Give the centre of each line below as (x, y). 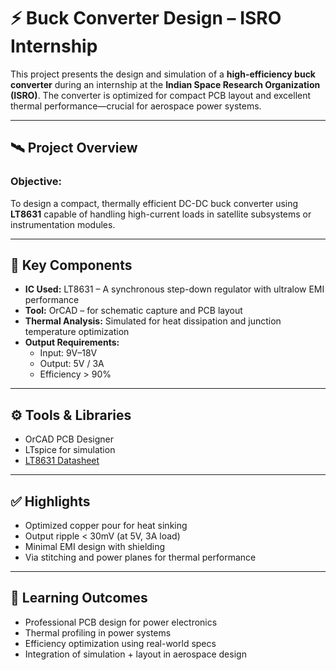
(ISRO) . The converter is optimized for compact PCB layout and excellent (161, 95)
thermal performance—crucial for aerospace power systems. (136, 106)
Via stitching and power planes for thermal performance (140, 557)
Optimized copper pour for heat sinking (106, 526)
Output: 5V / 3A (72, 364)
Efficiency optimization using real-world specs (120, 643)
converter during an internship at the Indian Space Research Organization (165, 84)
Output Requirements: (72, 342)
